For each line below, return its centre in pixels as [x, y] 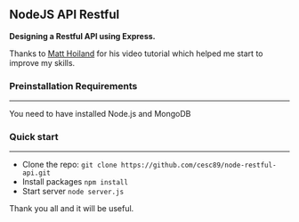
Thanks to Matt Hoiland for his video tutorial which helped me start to [136, 53]
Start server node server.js [73, 192]
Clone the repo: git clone [69, 165]
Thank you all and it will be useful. [72, 209]
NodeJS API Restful [65, 15]
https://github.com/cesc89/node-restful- [199, 165]
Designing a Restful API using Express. [82, 36]
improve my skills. [42, 62]
